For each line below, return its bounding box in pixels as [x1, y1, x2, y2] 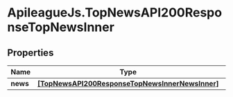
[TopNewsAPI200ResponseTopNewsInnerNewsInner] [37, 79, 219, 88]
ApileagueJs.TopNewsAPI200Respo [7, 5, 223, 21]
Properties [7, 47, 54, 58]
